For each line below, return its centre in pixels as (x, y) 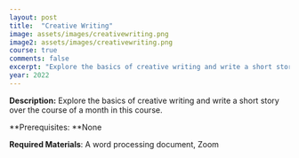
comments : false (39, 59)
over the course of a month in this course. (86, 110)
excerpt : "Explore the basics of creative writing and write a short (141, 67)
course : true (33, 51)
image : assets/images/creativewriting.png (89, 34)
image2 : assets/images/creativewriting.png (91, 42)
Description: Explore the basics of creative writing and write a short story (145, 100)
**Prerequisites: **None (56, 127)
